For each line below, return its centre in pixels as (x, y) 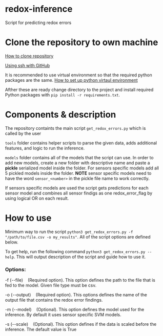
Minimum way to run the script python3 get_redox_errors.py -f (69, 232)
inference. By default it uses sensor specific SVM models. (63, 315)
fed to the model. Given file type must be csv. (51, 286)
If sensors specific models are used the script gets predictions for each (77, 188)
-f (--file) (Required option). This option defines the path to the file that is (80, 280)
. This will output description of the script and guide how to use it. (80, 257)
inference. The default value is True (41, 330)
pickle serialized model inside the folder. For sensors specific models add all (82, 168)
